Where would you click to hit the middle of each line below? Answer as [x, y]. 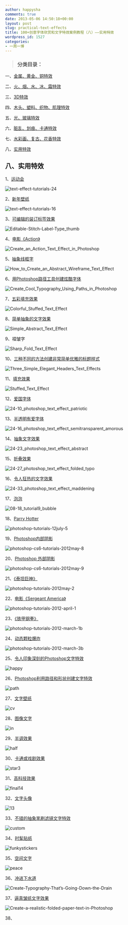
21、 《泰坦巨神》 [21, 578]
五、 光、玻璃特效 [22, 118]
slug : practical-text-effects [36, 28]
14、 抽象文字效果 [23, 439]
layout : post [18, 23]
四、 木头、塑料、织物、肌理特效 [37, 107]
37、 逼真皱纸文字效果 [27, 898]
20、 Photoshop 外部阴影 [30, 558]
